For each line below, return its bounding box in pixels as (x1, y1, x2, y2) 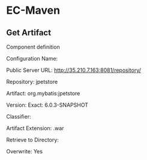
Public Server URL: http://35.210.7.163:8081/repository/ (6, 67, 142, 74)
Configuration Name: (6, 55, 58, 62)
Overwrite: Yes (6, 148, 43, 155)
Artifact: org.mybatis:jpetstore (6, 90, 80, 96)
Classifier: (6, 113, 31, 120)
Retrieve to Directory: (6, 136, 59, 143)
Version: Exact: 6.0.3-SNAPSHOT (6, 101, 89, 108)
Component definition (6, 43, 60, 50)
